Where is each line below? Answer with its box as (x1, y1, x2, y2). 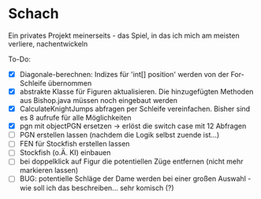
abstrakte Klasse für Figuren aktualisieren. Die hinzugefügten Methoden (19, 87, 254, 96)
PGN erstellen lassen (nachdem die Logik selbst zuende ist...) (19, 131, 220, 140)
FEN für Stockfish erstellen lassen (19, 139, 130, 149)
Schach (8, 5, 59, 23)
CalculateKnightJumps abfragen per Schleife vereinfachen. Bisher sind (19, 104, 251, 114)
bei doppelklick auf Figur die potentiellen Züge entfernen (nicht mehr (19, 157, 244, 166)
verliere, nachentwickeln (8, 39, 88, 48)
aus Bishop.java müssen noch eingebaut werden (19, 96, 178, 105)
